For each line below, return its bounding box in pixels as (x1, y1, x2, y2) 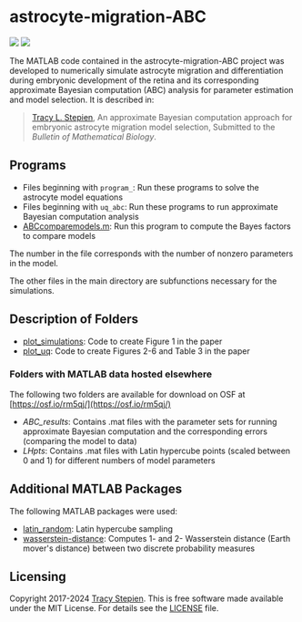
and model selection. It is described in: (9, 94, 155, 105)
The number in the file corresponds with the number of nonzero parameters (9, 248, 294, 259)
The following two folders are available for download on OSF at (9, 389, 246, 399)
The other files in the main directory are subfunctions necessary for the (9, 275, 277, 286)
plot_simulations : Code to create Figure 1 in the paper (22, 336, 223, 347)
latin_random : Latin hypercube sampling (22, 523, 174, 534)
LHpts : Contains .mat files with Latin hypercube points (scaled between (22, 445, 291, 456)
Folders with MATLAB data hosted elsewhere (9, 368, 212, 380)
